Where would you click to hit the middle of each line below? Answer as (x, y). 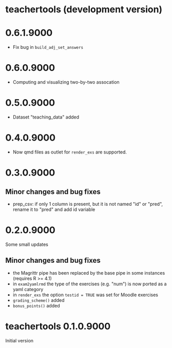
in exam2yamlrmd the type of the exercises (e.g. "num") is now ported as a (90, 284)
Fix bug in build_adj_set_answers (48, 47)
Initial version (20, 340)
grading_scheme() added (39, 300)
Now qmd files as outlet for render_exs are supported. (70, 152)
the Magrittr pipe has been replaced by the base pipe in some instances (89, 273)
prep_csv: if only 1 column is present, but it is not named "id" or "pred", (88, 204)
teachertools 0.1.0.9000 (58, 326)
